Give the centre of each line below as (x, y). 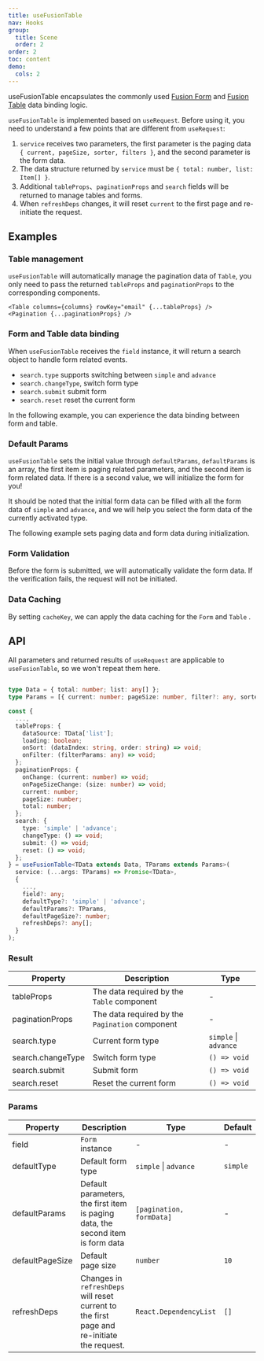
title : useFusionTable (45, 15)
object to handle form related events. (68, 360)
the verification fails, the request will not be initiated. (93, 579)
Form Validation (39, 553)
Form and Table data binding (64, 334)
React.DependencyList (176, 1311)
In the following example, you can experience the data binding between (124, 415)
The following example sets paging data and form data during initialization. (129, 533)
